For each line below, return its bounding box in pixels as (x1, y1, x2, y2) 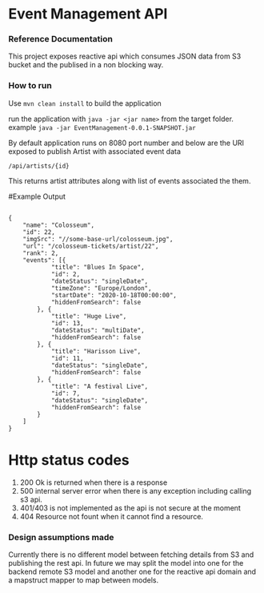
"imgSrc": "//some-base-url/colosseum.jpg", (22, 235, 174, 243)
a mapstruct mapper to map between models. (8, 575, 159, 585)
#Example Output (8, 192, 66, 201)
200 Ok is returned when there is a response (19, 478, 168, 487)
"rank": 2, (22, 249, 59, 257)
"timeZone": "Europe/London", (50, 284, 152, 292)
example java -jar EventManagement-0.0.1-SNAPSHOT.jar (8, 122, 196, 132)
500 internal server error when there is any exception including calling (19, 486, 252, 495)
